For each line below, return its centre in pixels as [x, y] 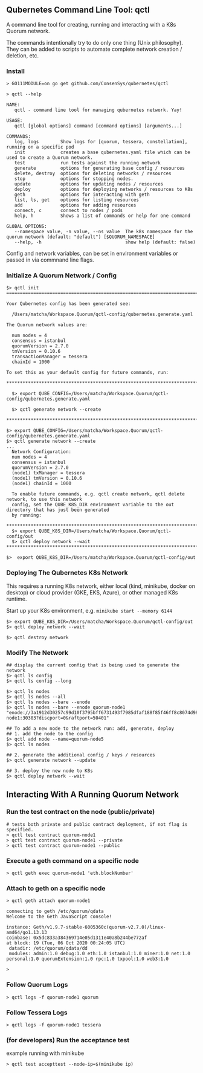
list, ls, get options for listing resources [76, 200]
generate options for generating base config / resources [100, 169]
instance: [19, 927]
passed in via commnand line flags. [50, 260]
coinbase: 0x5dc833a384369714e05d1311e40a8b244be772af [77, 938]
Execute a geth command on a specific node [72, 860]
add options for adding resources [75, 205]
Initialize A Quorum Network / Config [61, 275]
